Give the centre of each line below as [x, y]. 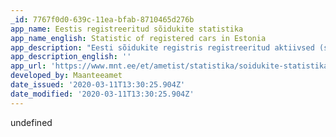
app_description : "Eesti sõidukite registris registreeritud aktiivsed [162, 47]
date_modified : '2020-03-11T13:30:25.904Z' [102, 94]
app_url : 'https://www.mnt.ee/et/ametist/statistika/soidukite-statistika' [171, 66]
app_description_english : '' [71, 57]
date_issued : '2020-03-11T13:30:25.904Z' [98, 85]
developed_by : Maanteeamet [66, 76]
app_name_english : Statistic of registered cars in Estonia [138, 38]
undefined [31, 122]
